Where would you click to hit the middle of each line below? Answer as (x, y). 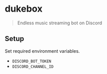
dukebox (24, 9)
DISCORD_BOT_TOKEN (32, 61)
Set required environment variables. (42, 51)
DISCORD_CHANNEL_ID (33, 66)
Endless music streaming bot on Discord (60, 23)
